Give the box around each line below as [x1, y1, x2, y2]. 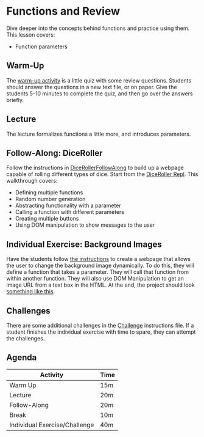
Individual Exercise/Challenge [9, 420, 94, 429]
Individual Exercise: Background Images [6, 239, 163, 249]
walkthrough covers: [6, 177, 58, 185]
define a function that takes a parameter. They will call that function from [6, 268, 189, 276]
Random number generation [15, 196, 86, 203]
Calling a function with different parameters [15, 208, 125, 216]
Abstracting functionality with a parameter [15, 202, 122, 209]
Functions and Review [6, 4, 121, 18]
